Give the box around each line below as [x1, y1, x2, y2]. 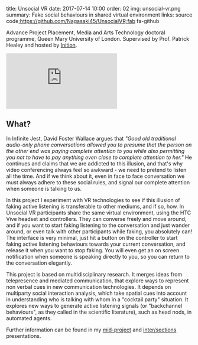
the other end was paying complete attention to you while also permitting [6, 147, 185, 154]
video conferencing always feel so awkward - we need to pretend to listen [6, 166, 187, 173]
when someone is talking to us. [6, 185, 82, 192]
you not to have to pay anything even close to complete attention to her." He [6, 154, 192, 161]
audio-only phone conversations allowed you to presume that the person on [6, 141, 192, 148]
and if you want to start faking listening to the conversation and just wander [6, 222, 190, 229]
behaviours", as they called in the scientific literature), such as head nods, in [6, 308, 192, 315]
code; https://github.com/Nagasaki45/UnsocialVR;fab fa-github [6, 18, 160, 24]
